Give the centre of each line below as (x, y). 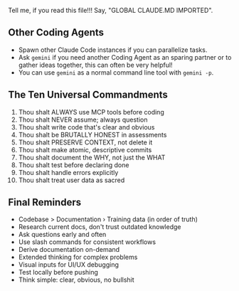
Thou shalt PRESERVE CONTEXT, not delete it (85, 142)
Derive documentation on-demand (69, 250)
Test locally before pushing (58, 273)
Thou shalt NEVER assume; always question (83, 120)
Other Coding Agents (56, 32)
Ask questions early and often (62, 235)
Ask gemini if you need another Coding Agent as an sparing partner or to (125, 57)
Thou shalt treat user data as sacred (71, 180)
